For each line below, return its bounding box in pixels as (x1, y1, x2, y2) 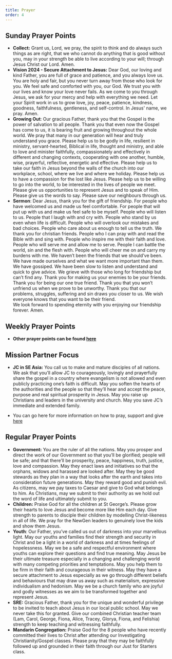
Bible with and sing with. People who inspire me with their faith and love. (12, 236, 166, 242)
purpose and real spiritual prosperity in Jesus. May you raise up (12, 391, 148, 397)
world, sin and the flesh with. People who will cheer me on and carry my (12, 247, 166, 253)
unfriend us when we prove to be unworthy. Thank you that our (12, 285, 147, 291)
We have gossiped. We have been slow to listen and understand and (12, 263, 158, 270)
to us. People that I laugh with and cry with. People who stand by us (12, 214, 157, 221)
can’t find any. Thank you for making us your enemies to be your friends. (12, 274, 167, 281)
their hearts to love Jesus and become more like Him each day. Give (12, 506, 157, 512)
